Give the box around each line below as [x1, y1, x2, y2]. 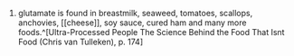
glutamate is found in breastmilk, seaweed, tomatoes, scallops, [17, 8, 253, 18]
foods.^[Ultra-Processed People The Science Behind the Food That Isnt [17, 27, 285, 37]
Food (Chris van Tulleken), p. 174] [17, 36, 144, 47]
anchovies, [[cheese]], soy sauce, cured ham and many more [17, 17, 247, 28]
